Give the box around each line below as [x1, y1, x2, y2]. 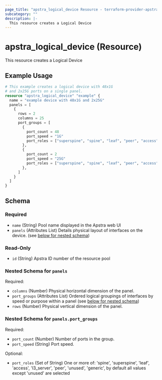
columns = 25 [17, 116, 44, 121]
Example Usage [5, 71, 53, 80]
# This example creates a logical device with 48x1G [5, 84, 113, 89]
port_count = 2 [26, 152, 57, 157]
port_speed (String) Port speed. [12, 341, 74, 347]
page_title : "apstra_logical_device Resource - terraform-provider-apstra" [5, 7, 161, 12]
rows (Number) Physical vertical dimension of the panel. [12, 304, 123, 309]
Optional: [5, 350, 23, 356]
